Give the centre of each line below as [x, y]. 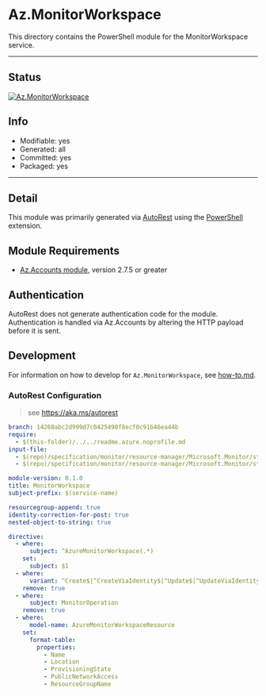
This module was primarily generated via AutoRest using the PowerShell [126, 217]
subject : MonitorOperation [74, 603]
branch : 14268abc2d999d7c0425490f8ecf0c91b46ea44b [93, 427]
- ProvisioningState [77, 669]
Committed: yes [46, 157]
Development [42, 356]
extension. [25, 226]
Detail [23, 198]
